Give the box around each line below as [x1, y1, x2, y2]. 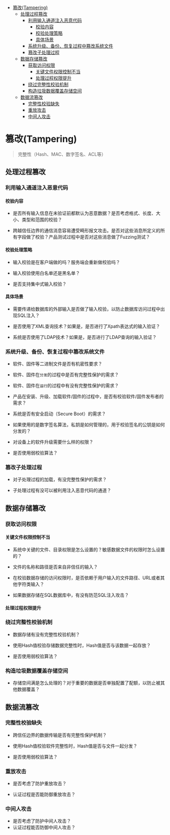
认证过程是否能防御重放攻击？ [12, 791, 76, 798]
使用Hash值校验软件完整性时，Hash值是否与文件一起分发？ [12, 743, 138, 749]
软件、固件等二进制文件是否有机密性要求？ [12, 361, 103, 367]
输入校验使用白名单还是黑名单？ [12, 270, 80, 276]
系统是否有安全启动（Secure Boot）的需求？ [12, 411, 106, 417]
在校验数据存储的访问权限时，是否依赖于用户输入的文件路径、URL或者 [12, 575, 161, 581]
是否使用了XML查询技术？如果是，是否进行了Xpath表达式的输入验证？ [12, 323, 160, 329]
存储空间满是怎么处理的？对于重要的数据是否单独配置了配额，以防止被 [12, 680, 161, 686]
